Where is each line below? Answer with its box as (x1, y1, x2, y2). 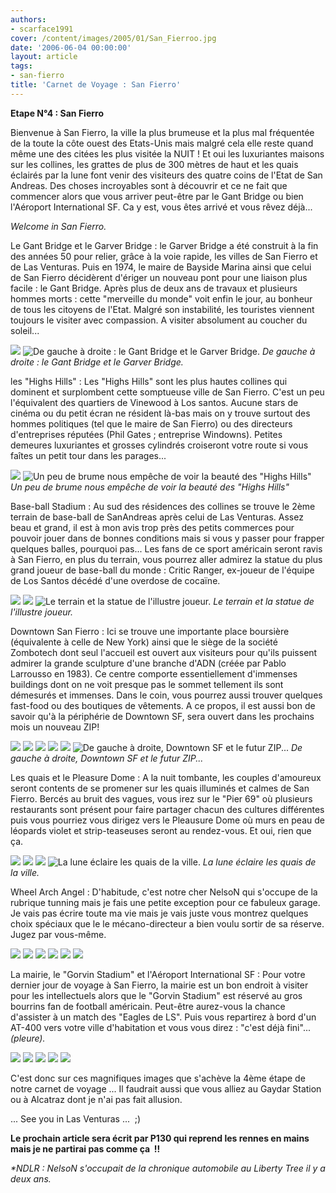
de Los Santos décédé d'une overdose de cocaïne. (10, 574, 221, 586)
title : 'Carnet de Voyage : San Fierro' (10, 80, 182, 90)
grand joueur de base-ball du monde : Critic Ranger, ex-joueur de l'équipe (10, 564, 315, 576)
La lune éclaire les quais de (202, 856, 317, 868)
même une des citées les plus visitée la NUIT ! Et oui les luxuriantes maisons (10, 147, 325, 160)
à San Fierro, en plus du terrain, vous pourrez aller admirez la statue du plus (10, 553, 323, 565)
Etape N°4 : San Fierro (10, 107, 104, 119)
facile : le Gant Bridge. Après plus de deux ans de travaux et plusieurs (10, 282, 298, 294)
